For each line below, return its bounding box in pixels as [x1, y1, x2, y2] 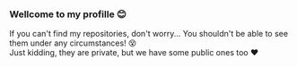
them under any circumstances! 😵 [9, 38, 137, 48]
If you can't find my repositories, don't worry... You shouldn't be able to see [9, 29, 289, 39]
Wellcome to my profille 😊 [9, 8, 127, 21]
